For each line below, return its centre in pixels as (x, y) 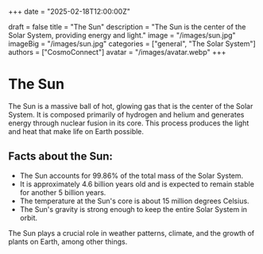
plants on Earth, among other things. (68, 241)
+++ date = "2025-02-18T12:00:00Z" (70, 12)
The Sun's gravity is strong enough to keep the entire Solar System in (133, 209)
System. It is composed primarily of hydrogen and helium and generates (126, 114)
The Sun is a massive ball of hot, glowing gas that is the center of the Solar (131, 106)
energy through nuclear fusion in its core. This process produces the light (129, 123)
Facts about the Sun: (61, 157)
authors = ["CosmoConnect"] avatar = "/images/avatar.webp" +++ (117, 52)
